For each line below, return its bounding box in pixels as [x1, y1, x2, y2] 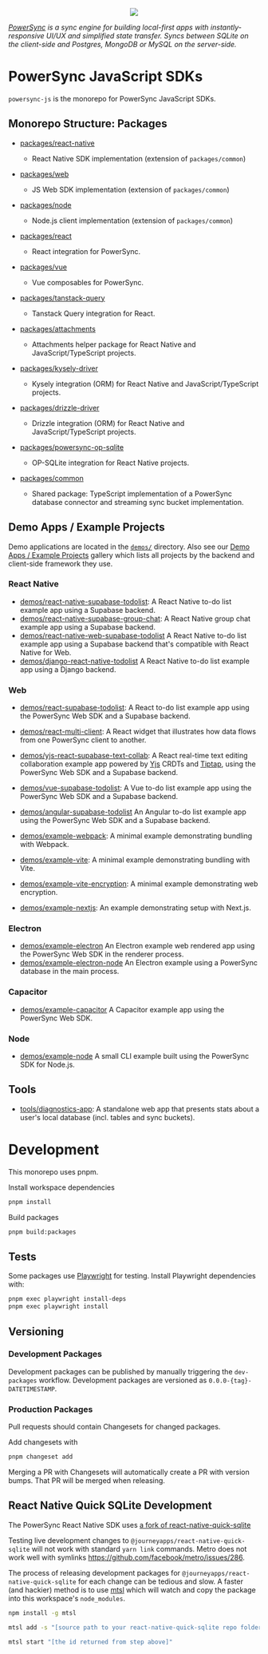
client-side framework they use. [8, 559, 113, 568]
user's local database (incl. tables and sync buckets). [19, 1112, 195, 1122]
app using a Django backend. [19, 664, 116, 674]
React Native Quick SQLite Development [8, 1499, 213, 1513]
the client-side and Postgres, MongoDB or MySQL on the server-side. [8, 40, 237, 49]
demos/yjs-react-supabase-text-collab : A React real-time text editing [19, 751, 249, 761]
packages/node [19, 200, 72, 209]
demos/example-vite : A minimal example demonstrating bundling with [19, 855, 250, 865]
